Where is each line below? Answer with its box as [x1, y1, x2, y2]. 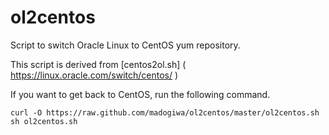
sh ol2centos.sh [10, 116, 78, 126]
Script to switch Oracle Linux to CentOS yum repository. [10, 39, 241, 51]
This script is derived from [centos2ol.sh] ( [10, 58, 187, 70]
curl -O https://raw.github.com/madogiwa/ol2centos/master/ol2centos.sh [10, 107, 320, 118]
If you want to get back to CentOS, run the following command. [10, 88, 271, 100]
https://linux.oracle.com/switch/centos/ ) [10, 69, 179, 81]
